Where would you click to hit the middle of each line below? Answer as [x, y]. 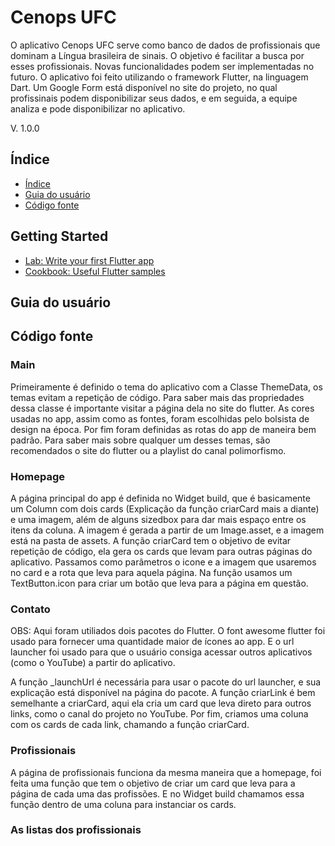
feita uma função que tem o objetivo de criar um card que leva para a [153, 783]
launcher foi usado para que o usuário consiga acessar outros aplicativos [161, 652]
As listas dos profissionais [76, 830]
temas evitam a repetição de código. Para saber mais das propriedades [157, 397]
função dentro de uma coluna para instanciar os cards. [123, 804]
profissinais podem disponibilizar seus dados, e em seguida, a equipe [154, 98]
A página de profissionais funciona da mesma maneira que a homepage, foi [166, 772]
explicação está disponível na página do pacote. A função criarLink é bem [163, 693]
